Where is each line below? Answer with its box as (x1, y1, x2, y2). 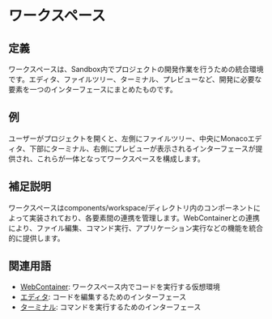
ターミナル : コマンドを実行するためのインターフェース (19, 302, 202, 312)
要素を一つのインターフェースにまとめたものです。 (8, 85, 178, 94)
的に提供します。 (8, 233, 65, 243)
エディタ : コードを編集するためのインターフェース (19, 292, 187, 302)
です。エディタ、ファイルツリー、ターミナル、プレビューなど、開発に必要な (8, 74, 262, 84)
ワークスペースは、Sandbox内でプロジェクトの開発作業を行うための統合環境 (8, 65, 264, 74)
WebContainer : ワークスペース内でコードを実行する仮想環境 (19, 282, 220, 291)
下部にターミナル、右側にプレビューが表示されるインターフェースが (29, 143, 257, 153)
